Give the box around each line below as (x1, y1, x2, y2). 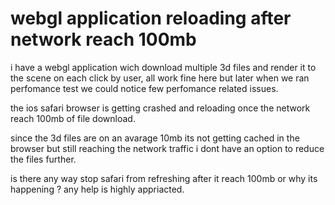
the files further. (10, 153, 77, 165)
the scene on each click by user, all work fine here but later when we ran (10, 72, 310, 84)
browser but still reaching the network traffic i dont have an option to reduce (10, 142, 325, 154)
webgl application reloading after (10, 7, 292, 30)
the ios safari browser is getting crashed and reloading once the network (10, 102, 311, 114)
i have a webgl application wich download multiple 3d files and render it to (10, 61, 317, 73)
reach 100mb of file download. (10, 112, 136, 124)
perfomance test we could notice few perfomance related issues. (10, 82, 279, 94)
